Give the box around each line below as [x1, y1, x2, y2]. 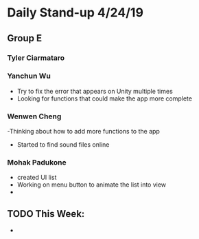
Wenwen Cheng [7, 112, 62, 121]
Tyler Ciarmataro [7, 53, 65, 63]
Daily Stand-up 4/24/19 [7, 5, 144, 21]
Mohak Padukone [7, 158, 67, 167]
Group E [7, 32, 43, 44]
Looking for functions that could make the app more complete [16, 94, 192, 103]
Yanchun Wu [7, 71, 51, 81]
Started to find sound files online [16, 141, 110, 149]
